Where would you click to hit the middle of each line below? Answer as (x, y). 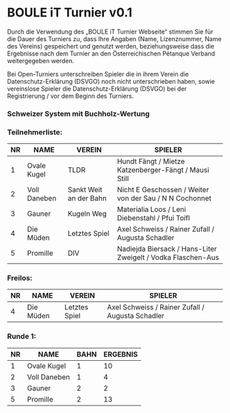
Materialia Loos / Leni (151, 209)
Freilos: (20, 278)
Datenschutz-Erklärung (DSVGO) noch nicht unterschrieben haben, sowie (111, 81)
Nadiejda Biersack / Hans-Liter (167, 249)
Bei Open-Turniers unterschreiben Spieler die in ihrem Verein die (98, 74)
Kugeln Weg (87, 214)
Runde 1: (22, 336)
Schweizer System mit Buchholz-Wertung (78, 113)
